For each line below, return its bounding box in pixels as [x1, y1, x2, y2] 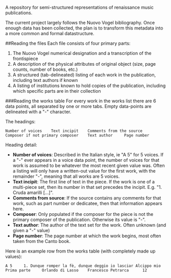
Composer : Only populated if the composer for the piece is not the [12, 211, 154, 217]
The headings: [5, 119, 36, 124]
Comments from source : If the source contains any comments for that [12, 195, 161, 201]
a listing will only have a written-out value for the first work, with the [12, 168, 156, 174]
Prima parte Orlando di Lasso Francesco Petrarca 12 [5, 268, 147, 273]
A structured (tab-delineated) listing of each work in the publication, [12, 72, 156, 78]
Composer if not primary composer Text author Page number [5, 133, 150, 138]
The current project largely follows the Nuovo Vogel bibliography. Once [5, 20, 155, 25]
